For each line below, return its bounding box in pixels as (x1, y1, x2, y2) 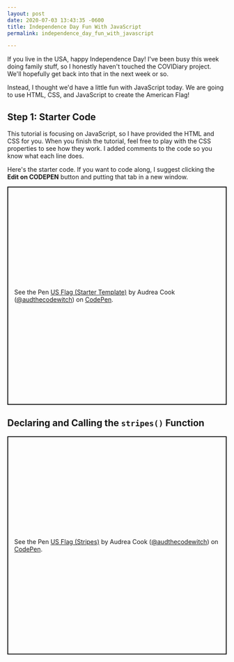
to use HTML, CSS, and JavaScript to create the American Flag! (7, 91, 190, 99)
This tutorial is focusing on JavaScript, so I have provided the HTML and (7, 130, 214, 138)
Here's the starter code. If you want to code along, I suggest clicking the (7, 165, 215, 174)
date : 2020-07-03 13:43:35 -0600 (7, 17, 104, 24)
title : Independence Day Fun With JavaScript (7, 23, 141, 30)
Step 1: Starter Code (7, 111, 96, 123)
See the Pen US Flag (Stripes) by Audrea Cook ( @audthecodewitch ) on (14, 537, 219, 545)
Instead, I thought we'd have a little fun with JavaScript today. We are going (7, 83, 224, 91)
